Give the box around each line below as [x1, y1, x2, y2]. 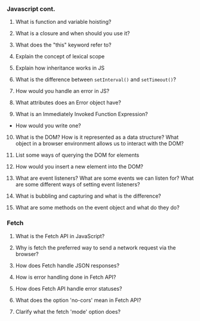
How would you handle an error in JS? [15, 88, 110, 95]
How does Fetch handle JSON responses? [15, 261, 120, 269]
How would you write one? [15, 122, 81, 129]
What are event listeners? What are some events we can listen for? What [15, 174, 194, 182]
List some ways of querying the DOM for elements [15, 151, 140, 159]
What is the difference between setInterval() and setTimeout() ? [15, 76, 177, 83]
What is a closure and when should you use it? [15, 30, 130, 37]
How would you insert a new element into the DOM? [15, 163, 144, 170]
